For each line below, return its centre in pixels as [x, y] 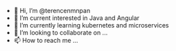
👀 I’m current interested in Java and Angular [77, 18]
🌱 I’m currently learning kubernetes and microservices [91, 25]
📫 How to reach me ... [46, 40]
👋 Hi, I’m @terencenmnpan [52, 11]
